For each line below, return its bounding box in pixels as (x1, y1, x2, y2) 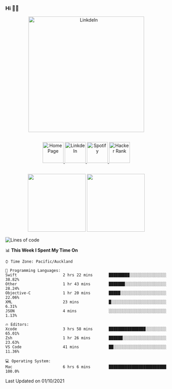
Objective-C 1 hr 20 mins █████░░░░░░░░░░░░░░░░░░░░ (5, 290, 167, 296)
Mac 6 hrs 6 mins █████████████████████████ (5, 364, 167, 369)
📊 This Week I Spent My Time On (5, 247, 78, 253)
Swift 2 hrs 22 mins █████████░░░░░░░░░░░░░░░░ (5, 272, 167, 278)
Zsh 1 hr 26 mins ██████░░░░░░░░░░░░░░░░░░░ (5, 336, 167, 341)
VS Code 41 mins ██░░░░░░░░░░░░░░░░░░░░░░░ (5, 344, 167, 350)
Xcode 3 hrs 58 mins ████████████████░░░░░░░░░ (5, 326, 167, 332)
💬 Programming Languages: (5, 268, 61, 273)
